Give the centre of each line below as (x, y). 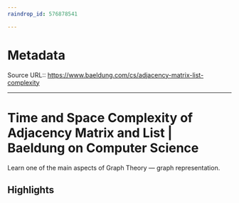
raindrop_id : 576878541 (43, 14)
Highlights (31, 190)
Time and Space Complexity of (100, 117)
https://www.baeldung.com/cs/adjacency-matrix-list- (126, 75)
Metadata (36, 55)
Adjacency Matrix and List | (90, 133)
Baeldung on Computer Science (103, 148)
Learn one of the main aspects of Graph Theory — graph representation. (114, 168)
